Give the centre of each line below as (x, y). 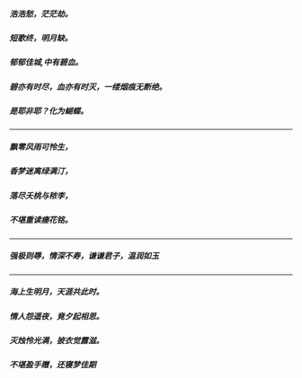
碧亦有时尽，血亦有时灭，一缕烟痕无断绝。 (88, 86)
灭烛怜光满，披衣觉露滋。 (57, 340)
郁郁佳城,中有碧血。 (46, 62)
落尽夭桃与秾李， (41, 195)
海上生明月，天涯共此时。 (57, 292)
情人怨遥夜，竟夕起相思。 (57, 316)
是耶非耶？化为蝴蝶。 (49, 111)
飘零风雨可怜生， (41, 147)
